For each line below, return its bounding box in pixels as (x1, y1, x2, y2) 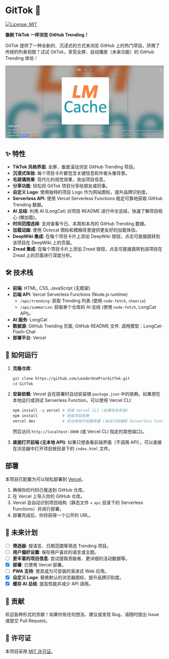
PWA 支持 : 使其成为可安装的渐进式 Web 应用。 (12, 568, 109, 574)
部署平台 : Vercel (12, 335, 46, 341)
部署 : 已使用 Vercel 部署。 (12, 561, 66, 568)
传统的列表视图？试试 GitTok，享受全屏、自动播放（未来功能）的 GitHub (5, 49, 154, 55)
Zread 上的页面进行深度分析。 (12, 252, 75, 258)
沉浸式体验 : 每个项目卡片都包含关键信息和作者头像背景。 (12, 170, 130, 176)
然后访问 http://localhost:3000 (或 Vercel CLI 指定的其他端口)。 (12, 429, 147, 435)
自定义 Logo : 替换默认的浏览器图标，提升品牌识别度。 (12, 575, 124, 581)
